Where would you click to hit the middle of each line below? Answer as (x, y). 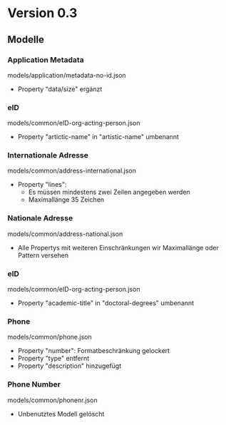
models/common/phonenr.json (52, 400)
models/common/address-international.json (72, 171)
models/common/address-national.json (65, 234)
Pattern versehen (43, 255)
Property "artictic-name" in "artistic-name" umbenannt (98, 137)
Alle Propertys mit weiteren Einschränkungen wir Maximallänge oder (118, 247)
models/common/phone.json (50, 337)
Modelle (26, 40)
